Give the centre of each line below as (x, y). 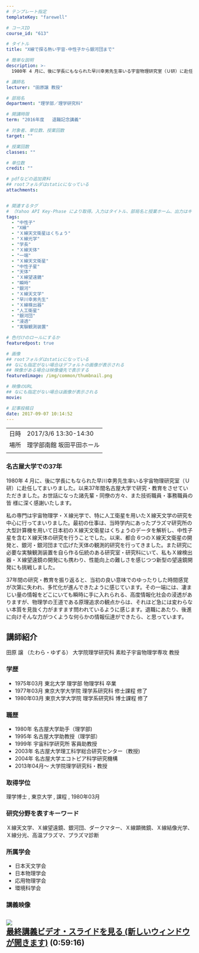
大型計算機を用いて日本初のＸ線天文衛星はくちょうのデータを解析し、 (92, 530)
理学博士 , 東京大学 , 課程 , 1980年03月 (53, 797)
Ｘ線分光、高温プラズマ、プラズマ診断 (53, 835)
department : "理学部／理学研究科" (45, 104)
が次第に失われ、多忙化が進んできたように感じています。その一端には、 (94, 587)
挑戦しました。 (40, 567)
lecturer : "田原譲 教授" (35, 87)
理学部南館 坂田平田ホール (63, 445)
